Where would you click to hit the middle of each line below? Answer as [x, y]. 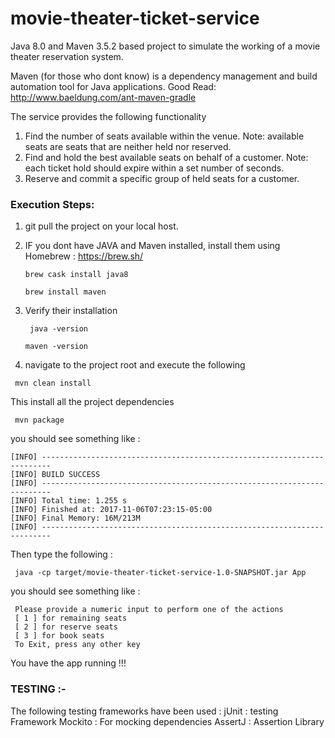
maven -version [56, 347]
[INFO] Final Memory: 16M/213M [75, 518]
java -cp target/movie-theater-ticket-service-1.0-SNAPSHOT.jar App [160, 573]
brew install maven [65, 292]
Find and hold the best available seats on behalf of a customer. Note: [166, 157]
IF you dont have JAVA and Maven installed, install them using [152, 246]
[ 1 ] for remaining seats [71, 618]
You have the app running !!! [68, 663]
